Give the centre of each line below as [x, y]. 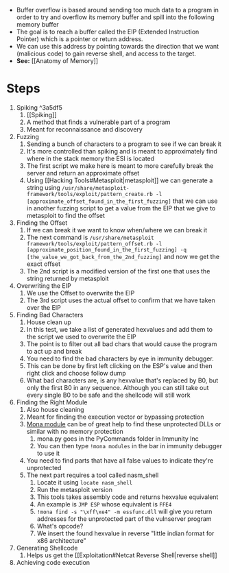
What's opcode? [60, 526]
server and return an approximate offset [83, 173]
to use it [48, 453]
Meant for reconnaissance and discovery [85, 129]
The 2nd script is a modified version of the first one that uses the [118, 271]
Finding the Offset [42, 223]
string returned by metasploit [68, 278]
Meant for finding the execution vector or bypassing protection [115, 417]
